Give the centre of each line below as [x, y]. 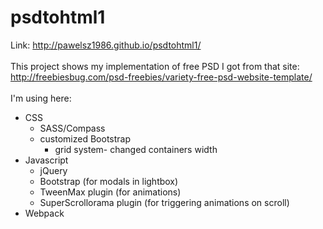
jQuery [53, 170]
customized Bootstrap [85, 138]
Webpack [44, 213]
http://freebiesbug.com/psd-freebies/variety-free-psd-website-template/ [161, 77]
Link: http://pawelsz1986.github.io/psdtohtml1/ [106, 45]
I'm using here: [41, 98]
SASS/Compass [72, 128]
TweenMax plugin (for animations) [110, 192]
